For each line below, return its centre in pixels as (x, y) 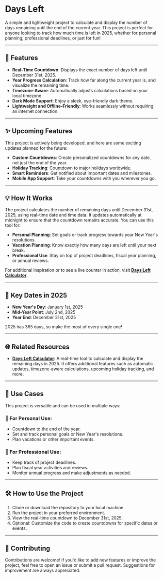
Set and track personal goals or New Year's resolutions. (68, 434)
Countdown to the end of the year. (46, 429)
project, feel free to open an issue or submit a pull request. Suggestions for (80, 565)
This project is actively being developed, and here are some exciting (73, 143)
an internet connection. (35, 111)
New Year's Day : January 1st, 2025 (48, 307)
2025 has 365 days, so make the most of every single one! (64, 327)
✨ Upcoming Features (39, 131)
